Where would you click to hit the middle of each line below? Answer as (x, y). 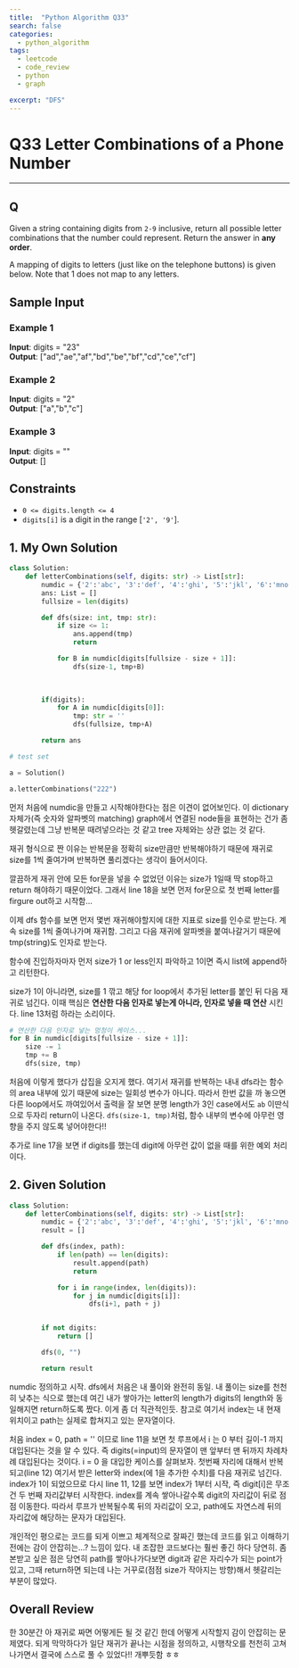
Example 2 (32, 379)
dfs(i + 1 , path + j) (125, 1304)
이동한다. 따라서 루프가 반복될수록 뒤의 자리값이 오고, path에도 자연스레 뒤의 (150, 1506)
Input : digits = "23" (44, 347)
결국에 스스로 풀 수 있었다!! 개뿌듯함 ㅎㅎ (110, 1654)
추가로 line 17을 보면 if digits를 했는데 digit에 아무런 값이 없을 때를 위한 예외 (140, 1145)
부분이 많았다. (33, 1581)
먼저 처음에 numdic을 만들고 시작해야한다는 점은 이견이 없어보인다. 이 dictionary (149, 807)
